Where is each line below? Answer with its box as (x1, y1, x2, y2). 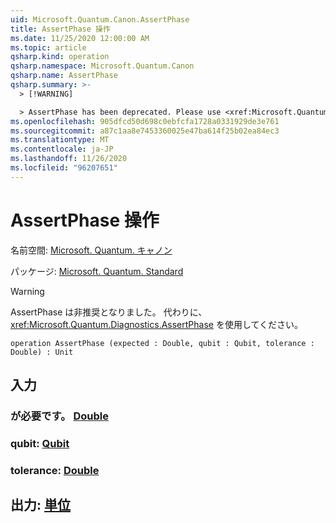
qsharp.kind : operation (10, 52, 110, 62)
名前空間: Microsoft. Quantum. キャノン (10, 244, 173, 256)
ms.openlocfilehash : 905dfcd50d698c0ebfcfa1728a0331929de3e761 (10, 116, 280, 126)
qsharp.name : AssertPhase (10, 71, 118, 81)
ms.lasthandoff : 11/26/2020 (10, 154, 128, 164)
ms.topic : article (10, 42, 87, 53)
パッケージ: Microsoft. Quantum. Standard (10, 265, 184, 277)
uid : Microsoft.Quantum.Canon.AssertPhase (10, 14, 190, 25)
